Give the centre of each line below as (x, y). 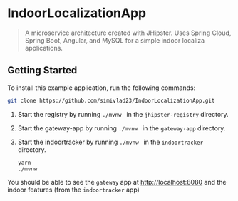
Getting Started (42, 70)
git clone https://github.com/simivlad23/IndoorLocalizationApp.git (111, 100)
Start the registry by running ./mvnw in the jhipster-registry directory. (123, 114)
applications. (43, 48)
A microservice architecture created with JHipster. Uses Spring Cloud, (128, 33)
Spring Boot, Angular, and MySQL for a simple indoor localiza (115, 40)
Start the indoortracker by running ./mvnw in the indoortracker (110, 142)
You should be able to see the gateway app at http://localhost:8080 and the (117, 182)
